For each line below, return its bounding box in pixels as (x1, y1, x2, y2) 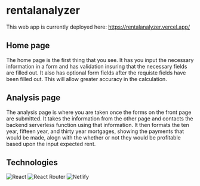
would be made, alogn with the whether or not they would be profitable (6, 134, 181, 141)
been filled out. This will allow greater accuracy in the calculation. (6, 75, 167, 82)
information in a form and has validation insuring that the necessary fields (6, 63, 187, 70)
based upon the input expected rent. (6, 140, 96, 147)
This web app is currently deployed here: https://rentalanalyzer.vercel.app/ (6, 23, 190, 30)
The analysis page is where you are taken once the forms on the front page (6, 108, 192, 116)
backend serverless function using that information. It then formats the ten (6, 121, 189, 128)
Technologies (6, 157, 59, 168)
